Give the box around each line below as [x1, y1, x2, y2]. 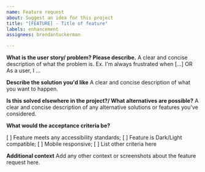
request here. [6, 159, 40, 166]
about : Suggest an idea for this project [6, 15, 114, 21]
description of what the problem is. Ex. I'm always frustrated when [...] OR [6, 61, 193, 68]
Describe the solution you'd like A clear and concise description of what [6, 79, 191, 86]
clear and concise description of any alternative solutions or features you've [6, 103, 199, 111]
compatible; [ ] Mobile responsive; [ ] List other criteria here [6, 140, 157, 148]
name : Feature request [6, 9, 64, 15]
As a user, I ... [6, 67, 41, 74]
